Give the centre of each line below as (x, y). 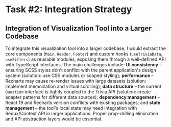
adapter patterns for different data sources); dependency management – (82, 97)
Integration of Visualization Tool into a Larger (79, 28)
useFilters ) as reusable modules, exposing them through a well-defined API (86, 59)
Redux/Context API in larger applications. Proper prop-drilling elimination (82, 113)
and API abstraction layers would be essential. (54, 119)
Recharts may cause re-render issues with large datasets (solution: (76, 81)
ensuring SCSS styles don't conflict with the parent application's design (81, 70)
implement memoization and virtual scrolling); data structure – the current (83, 86)
